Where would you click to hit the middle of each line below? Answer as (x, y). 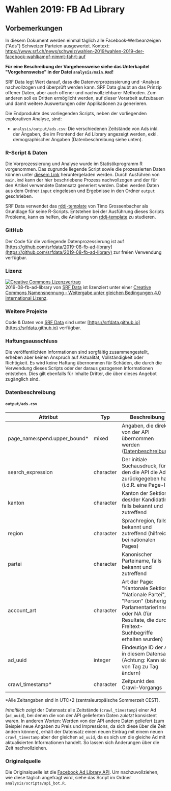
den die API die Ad (144, 472)
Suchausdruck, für (144, 466)
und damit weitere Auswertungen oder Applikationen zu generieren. (76, 103)
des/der (131, 499)
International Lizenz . (27, 298)
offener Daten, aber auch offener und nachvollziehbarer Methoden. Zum (81, 93)
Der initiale (135, 459)
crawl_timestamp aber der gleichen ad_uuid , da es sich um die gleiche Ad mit (85, 737)
